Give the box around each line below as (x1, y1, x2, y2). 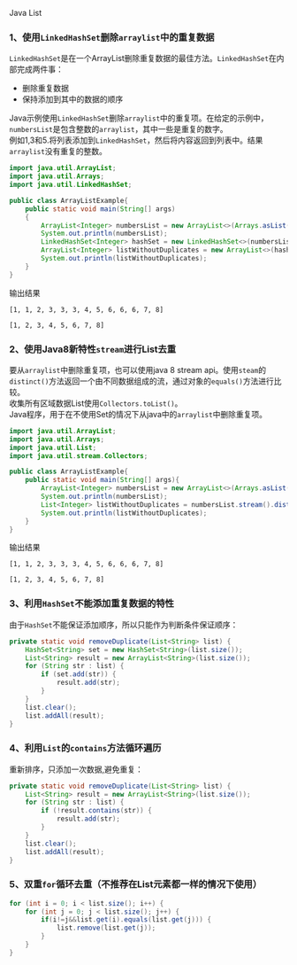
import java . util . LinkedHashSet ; (9, 181, 133, 190)
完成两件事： (16, 64, 64, 74)
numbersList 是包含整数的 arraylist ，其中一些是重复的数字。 (9, 124, 228, 135)
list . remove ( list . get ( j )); (56, 923, 156, 933)
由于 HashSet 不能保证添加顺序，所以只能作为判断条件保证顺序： (9, 619, 239, 630)
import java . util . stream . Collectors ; (9, 451, 148, 460)
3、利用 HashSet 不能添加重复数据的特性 (9, 597, 175, 610)
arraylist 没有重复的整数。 (9, 146, 108, 157)
